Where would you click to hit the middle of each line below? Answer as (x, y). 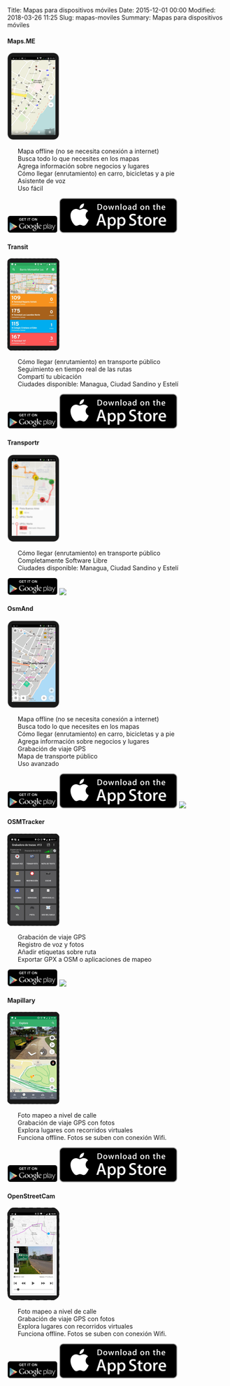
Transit (18, 247)
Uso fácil (30, 189)
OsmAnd (20, 609)
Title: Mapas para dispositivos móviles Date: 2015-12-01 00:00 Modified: (112, 10)
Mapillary (21, 1000)
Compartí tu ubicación (49, 377)
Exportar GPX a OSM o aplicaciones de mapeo (84, 960)
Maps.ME (22, 41)
